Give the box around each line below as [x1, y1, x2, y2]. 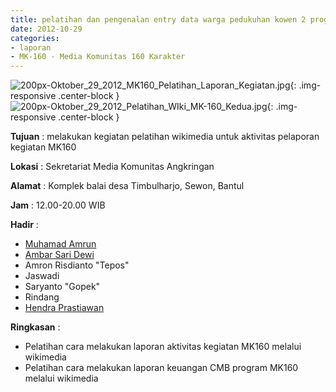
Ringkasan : [10, 321, 61, 333]
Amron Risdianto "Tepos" [24, 259, 130, 271]
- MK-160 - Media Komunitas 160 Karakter [10, 52, 186, 62]
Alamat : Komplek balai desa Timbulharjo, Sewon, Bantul [10, 180, 245, 192]
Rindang [24, 291, 60, 303]
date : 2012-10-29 [10, 24, 83, 34]
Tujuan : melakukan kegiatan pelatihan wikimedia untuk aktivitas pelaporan [10, 131, 320, 143]
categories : [10, 33, 60, 43]
